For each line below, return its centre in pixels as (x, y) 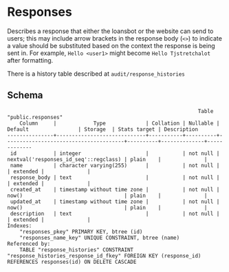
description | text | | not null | (115, 213)
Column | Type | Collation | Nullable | (120, 123)
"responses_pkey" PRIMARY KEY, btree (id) (81, 231)
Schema (25, 95)
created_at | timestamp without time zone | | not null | (115, 189)
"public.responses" (35, 117)
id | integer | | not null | (115, 153)
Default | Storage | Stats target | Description (102, 129)
